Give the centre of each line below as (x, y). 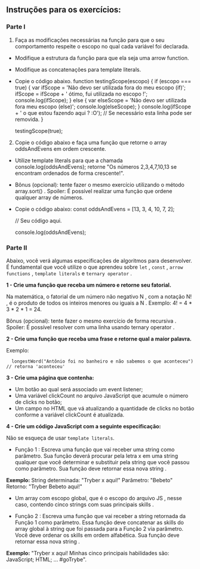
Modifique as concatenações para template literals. (78, 69)
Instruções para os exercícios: (64, 10)
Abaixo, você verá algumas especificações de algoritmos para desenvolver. (99, 260)
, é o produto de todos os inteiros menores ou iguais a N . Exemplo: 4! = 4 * (99, 303)
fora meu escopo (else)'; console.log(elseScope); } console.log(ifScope (103, 107)
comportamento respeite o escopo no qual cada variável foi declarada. (102, 46)
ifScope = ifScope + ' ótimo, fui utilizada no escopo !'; (81, 94)
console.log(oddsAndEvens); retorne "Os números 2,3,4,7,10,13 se (96, 166)
